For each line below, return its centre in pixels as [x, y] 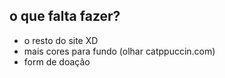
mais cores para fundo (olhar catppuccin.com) [119, 51]
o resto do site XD [61, 40]
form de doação [57, 61]
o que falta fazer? [65, 16]
